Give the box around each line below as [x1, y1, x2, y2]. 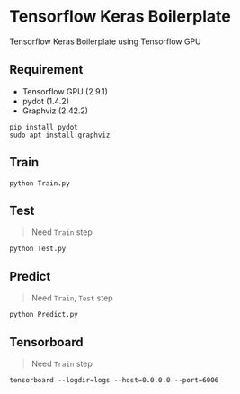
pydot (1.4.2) [22, 95, 70, 106]
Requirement [9, 62, 84, 77]
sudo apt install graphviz [9, 130, 111, 139]
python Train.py [9, 178, 70, 188]
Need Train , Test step [31, 292, 114, 303]
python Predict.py [9, 310, 78, 319]
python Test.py [9, 245, 67, 254]
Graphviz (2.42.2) [22, 105, 88, 116]
